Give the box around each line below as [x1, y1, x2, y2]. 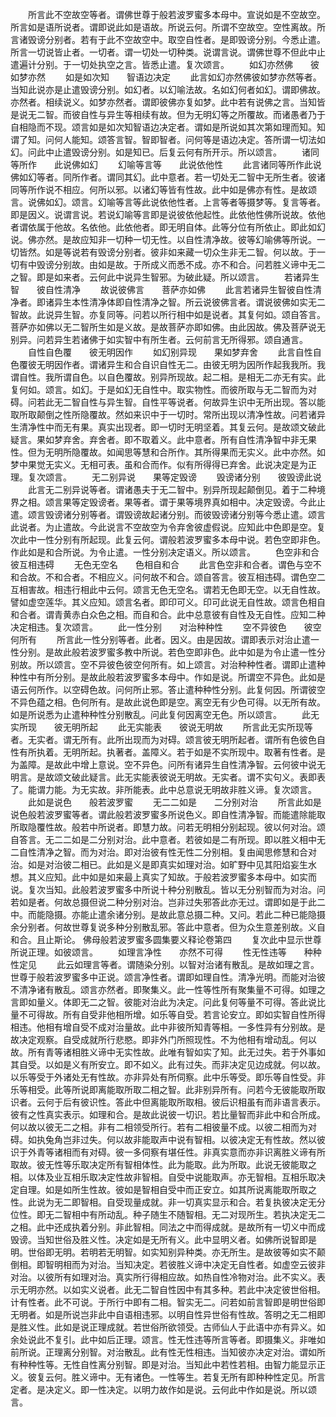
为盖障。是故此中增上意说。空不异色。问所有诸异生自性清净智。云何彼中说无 [10, 759, 326, 770]
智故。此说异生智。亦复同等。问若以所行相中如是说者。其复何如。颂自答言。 [10, 309, 326, 320]
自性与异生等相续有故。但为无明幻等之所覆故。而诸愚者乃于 [79, 109, 326, 120]
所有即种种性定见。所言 [228, 1371, 326, 1383]
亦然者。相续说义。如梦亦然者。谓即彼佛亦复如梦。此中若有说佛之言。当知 [10, 96, 317, 108]
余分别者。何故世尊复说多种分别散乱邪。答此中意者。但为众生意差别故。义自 [10, 921, 326, 933]
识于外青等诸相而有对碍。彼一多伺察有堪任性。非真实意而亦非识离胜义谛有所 [10, 1146, 326, 1158]
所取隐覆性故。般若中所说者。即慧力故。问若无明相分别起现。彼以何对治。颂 [10, 821, 326, 833]
